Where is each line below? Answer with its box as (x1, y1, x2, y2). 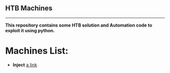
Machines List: (5, 45, 68, 56)
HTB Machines (5, 4, 53, 13)
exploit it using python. (5, 27, 55, 33)
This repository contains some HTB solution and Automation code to (5, 22, 153, 28)
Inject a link (12, 61, 37, 67)
